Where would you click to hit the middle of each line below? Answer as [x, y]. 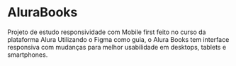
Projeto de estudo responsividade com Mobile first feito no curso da [107, 32]
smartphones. [28, 55]
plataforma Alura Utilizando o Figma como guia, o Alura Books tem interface [118, 39]
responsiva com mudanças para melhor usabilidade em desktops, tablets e [117, 47]
